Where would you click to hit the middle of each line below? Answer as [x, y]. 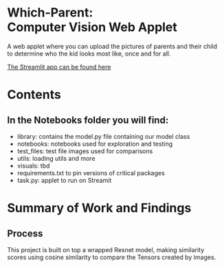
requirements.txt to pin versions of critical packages [91, 172]
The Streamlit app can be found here [59, 67]
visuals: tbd [33, 166]
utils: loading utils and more [56, 158]
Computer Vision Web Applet [92, 27]
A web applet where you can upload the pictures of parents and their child [112, 46]
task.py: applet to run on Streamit [64, 180]
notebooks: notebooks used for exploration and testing [95, 144]
